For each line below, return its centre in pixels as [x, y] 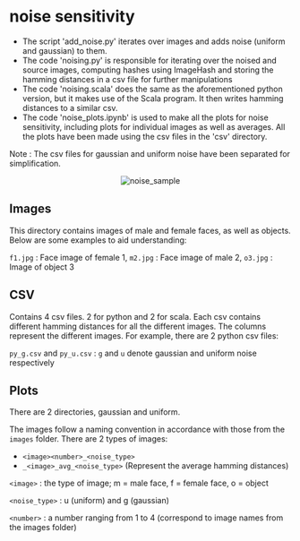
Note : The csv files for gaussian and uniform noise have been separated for [150, 153]
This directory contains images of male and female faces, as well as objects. [150, 230]
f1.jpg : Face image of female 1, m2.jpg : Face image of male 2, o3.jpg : [141, 257]
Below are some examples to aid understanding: [98, 240]
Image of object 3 [42, 267]
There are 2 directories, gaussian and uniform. [95, 412]
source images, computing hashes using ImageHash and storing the [148, 70]
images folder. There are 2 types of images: [89, 439]
